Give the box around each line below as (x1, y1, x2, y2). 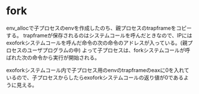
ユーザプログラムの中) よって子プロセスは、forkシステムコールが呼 (26, 46, 191, 54)
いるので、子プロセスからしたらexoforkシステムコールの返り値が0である (6, 74, 184, 81)
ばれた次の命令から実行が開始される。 (6, 54, 100, 61)
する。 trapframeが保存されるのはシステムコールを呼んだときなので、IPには (6, 31, 192, 39)
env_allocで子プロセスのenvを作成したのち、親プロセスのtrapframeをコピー (6, 24, 192, 31)
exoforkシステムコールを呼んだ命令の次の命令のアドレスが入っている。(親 (6, 39, 188, 46)
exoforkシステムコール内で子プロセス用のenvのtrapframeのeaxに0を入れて (6, 66, 189, 73)
